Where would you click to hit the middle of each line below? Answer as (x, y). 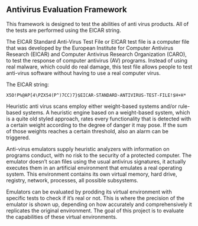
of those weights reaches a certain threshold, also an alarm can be (87, 131)
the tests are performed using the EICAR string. (64, 30)
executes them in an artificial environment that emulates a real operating (94, 168)
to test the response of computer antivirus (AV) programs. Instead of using (97, 60)
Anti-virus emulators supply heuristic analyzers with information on (88, 149)
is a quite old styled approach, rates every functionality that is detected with (99, 119)
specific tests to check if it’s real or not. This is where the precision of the (95, 198)
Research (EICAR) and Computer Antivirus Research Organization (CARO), (97, 54)
